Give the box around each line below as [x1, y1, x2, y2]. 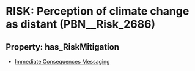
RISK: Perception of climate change [6, 4, 189, 18]
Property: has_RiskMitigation [6, 42, 120, 52]
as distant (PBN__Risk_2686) [6, 17, 156, 31]
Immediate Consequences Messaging [14, 58, 111, 65]
